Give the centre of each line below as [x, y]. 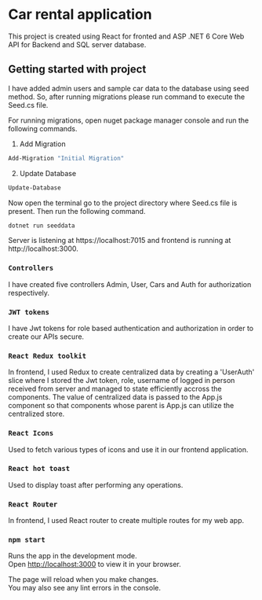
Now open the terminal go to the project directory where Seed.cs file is [123, 203]
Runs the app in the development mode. [73, 556]
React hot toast [39, 469]
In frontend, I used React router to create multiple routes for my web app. [126, 521]
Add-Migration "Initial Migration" [66, 158]
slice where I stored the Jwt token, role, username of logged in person [122, 381]
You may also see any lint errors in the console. [84, 588]
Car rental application [80, 15]
